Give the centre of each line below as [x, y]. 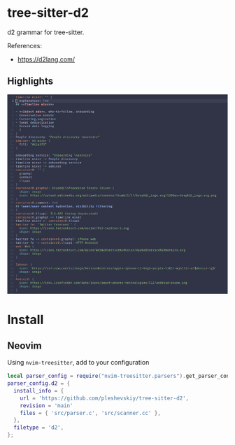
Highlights [30, 81]
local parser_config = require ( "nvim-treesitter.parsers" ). [97, 376]
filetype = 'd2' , [39, 428]
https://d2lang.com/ [46, 59]
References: [24, 45]
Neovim [24, 345]
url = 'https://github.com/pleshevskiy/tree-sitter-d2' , [105, 398]
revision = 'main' [47, 406]
